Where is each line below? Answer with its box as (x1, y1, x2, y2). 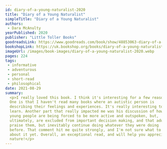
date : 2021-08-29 (5, 85, 41, 91)
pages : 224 (5, 53, 28, 59)
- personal (7, 72, 30, 77)
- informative (7, 63, 37, 68)
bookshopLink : (5, 44, 35, 49)
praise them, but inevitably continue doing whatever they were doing (9, 123, 159, 128)
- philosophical (7, 81, 41, 86)
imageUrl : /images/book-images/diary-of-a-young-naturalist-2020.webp (5, 49, 155, 54)
